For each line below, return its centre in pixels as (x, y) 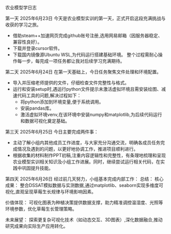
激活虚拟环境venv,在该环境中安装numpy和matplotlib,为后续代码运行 (91, 114)
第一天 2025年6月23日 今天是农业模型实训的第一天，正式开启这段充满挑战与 (86, 18)
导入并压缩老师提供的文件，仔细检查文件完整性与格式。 (71, 83)
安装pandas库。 (37, 108)
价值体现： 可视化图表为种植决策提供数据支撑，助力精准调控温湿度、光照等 (84, 202)
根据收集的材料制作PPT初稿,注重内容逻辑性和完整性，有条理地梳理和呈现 (89, 155)
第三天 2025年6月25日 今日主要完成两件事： (52, 132)
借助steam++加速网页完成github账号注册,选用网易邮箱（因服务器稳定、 (88, 35)
